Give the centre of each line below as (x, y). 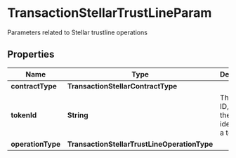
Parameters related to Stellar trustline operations (77, 32)
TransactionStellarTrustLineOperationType (140, 144)
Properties (31, 54)
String (78, 115)
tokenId (24, 115)
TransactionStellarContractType (122, 86)
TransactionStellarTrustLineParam (110, 13)
